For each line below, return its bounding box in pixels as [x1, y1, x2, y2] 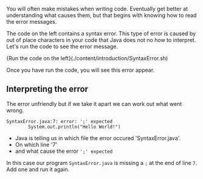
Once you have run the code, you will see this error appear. [6, 66, 155, 74]
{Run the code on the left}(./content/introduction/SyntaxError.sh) [6, 55, 168, 61]
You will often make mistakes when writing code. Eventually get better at [6, 5, 188, 12]
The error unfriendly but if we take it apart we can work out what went [6, 100, 182, 107]
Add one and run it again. [6, 166, 70, 173]
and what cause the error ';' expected [15, 147, 113, 155]
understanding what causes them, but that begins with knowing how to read [6, 12, 197, 19]
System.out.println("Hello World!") [28, 124, 121, 130]
